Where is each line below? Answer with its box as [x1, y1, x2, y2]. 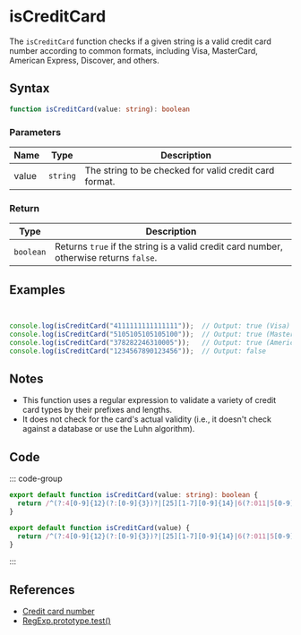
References [9, 582, 75, 597]
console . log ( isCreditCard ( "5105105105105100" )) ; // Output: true [9, 330, 262, 339]
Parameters [9, 125, 61, 138]
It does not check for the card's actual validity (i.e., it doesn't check [21, 414, 271, 425]
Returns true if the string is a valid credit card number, [55, 240, 284, 253]
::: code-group [9, 473, 63, 485]
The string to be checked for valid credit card [84, 164, 275, 176]
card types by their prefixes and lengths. [21, 405, 173, 416]
